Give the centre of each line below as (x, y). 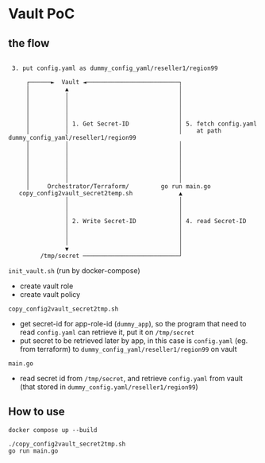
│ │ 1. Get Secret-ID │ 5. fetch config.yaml (142, 124)
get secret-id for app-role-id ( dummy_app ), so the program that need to (133, 324)
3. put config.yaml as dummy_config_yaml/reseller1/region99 (115, 68)
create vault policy (50, 294)
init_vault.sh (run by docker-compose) (74, 270)
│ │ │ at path (124, 131)
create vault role (46, 286)
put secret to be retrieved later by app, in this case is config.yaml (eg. (134, 341)
